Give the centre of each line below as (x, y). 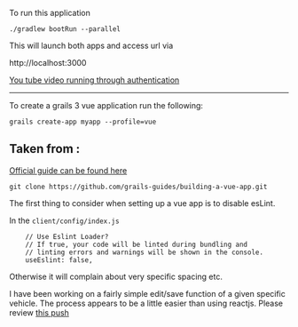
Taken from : (45, 149)
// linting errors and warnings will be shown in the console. (145, 252)
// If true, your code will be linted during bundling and (137, 244)
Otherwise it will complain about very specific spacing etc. (116, 276)
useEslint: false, (59, 260)
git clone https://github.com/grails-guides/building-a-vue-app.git (138, 187)
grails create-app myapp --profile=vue (83, 122)
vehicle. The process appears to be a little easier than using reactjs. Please (146, 303)
